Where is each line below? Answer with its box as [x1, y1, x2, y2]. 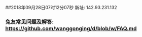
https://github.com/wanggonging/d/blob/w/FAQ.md [5, 25, 137, 32]
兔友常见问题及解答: [5, 18, 54, 25]
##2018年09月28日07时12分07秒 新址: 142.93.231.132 [5, 5, 118, 10]
